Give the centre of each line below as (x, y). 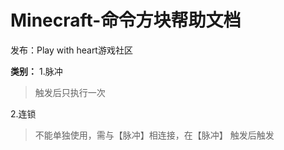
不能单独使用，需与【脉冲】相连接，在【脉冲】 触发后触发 (154, 135)
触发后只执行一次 (70, 92)
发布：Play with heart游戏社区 (71, 50)
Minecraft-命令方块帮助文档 (126, 20)
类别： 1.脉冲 (36, 71)
